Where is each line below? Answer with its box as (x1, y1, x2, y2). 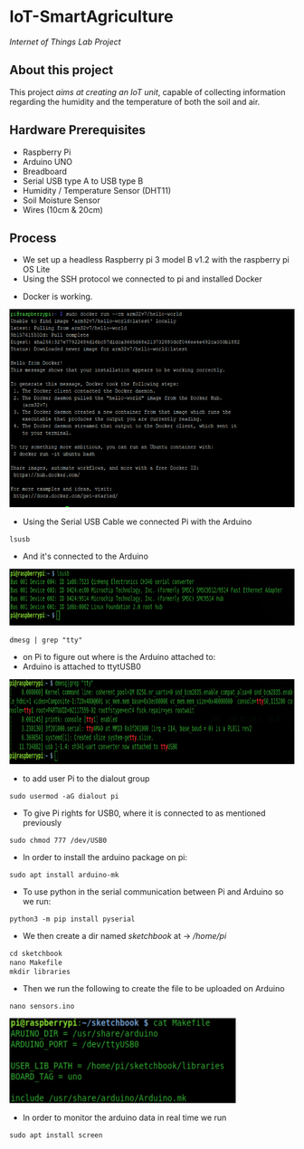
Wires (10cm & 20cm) (22, 204, 104, 215)
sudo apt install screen (9, 1131, 103, 1140)
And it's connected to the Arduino (22, 551, 149, 562)
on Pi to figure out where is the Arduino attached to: (22, 652, 216, 663)
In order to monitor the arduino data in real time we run (22, 1112, 227, 1124)
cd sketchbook (9, 949, 63, 959)
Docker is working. (22, 292, 93, 302)
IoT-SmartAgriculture (9, 6, 174, 27)
